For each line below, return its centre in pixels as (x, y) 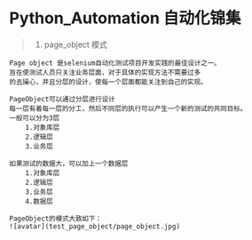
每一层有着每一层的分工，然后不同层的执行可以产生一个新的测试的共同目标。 (128, 108)
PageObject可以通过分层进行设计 (62, 99)
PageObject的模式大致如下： (55, 219)
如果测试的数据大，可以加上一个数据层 (69, 164)
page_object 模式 (76, 44)
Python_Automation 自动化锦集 (125, 18)
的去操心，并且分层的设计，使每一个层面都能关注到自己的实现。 (108, 82)
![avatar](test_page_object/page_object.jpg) (94, 226)
